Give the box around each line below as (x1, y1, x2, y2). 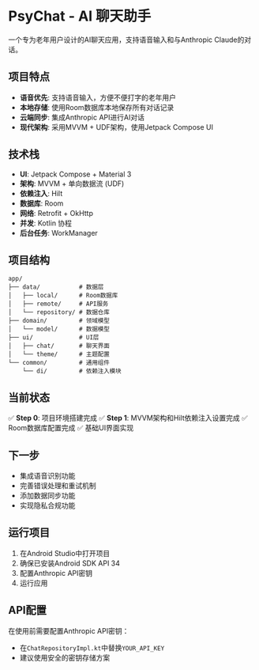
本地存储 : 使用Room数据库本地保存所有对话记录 (19, 102, 175, 112)
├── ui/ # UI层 (8, 334, 99, 342)
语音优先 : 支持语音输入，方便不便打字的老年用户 (19, 93, 176, 102)
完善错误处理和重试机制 (19, 481, 96, 490)
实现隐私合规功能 (19, 501, 76, 510)
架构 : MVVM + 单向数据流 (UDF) (19, 179, 125, 188)
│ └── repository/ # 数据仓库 (8, 309, 111, 316)
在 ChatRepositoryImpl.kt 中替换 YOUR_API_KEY (19, 642, 165, 653)
